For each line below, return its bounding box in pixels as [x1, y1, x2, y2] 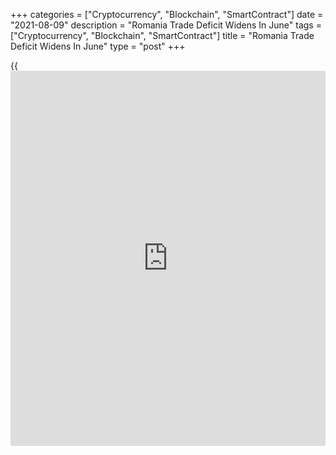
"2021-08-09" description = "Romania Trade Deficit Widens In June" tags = [10, 19, 322, 31]
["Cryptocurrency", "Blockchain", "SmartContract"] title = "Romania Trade [10, 30, 315, 41]
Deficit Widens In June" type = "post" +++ [10, 40, 186, 52]
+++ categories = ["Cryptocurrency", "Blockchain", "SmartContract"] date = [10, 9, 324, 20]
